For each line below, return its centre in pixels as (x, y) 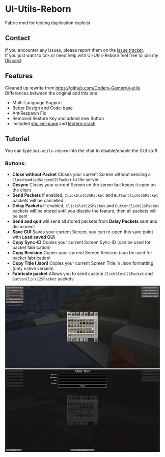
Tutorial (17, 139)
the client (22, 190)
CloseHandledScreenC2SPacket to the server (55, 179)
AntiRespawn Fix (29, 113)
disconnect (24, 226)
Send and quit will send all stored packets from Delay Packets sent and (85, 221)
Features (19, 76)
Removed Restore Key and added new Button (58, 118)
